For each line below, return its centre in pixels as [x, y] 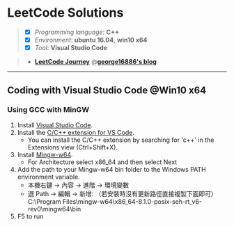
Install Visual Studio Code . [55, 125]
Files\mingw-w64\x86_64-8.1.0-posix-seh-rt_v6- [132, 201]
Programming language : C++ [77, 32]
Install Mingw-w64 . [45, 154]
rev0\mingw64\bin [54, 209]
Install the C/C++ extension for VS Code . [76, 132]
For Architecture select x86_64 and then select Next [102, 162]
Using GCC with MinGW [48, 110]
